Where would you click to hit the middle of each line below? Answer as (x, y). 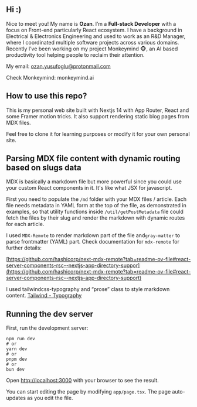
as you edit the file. (50, 398)
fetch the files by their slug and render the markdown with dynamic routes (96, 218)
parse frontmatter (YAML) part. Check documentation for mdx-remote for (93, 242)
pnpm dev (17, 360)
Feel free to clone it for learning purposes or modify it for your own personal (98, 134)
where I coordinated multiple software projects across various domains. (93, 42)
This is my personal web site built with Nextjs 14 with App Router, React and (98, 110)
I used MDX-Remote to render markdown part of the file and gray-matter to (93, 235)
